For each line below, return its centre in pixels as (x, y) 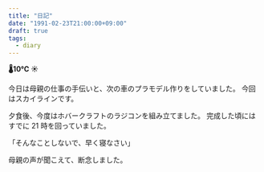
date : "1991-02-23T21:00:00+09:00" (68, 23)
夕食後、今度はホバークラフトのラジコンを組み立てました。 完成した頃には (132, 116)
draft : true (28, 31)
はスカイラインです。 (43, 99)
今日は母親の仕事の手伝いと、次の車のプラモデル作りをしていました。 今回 (132, 88)
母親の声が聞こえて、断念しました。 (68, 160)
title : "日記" (31, 16)
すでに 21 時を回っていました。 (59, 126)
